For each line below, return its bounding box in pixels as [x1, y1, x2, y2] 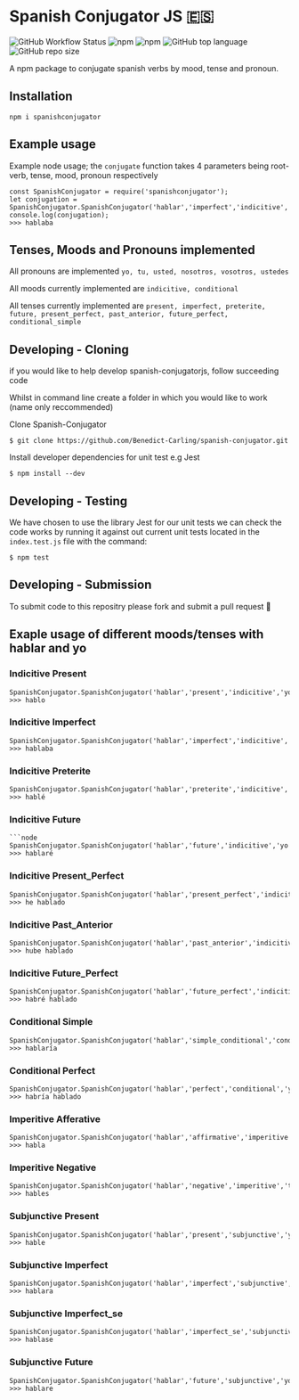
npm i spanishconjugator [9, 112, 101, 121]
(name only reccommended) [9, 402, 114, 413]
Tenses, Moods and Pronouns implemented [9, 242, 255, 258]
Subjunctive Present [9, 1210, 100, 1223]
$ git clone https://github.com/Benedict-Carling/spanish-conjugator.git [9, 437, 289, 446]
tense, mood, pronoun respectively [29, 169, 158, 180]
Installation [9, 89, 73, 104]
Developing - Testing [9, 493, 127, 509]
